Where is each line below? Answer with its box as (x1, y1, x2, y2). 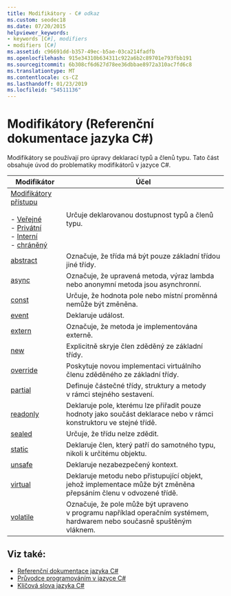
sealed (10, 429, 32, 439)
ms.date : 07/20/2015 (7, 23, 67, 30)
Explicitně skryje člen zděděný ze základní (66, 341, 203, 351)
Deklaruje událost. (66, 310, 125, 320)
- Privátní (10, 223, 42, 233)
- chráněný (10, 240, 48, 250)
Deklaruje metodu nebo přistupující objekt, (66, 471, 203, 481)
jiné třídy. (66, 260, 96, 270)
